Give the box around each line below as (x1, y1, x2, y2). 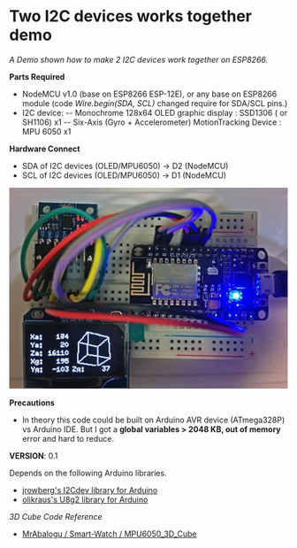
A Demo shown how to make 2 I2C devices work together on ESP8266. (9, 54, 269, 65)
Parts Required (9, 71, 65, 81)
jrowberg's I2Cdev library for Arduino (21, 485, 158, 496)
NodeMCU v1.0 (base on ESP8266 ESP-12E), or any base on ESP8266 (21, 89, 278, 99)
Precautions (9, 397, 56, 408)
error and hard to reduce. (21, 434, 115, 444)
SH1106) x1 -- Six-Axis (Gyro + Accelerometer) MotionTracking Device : (21, 117, 282, 127)
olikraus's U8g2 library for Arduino (21, 494, 148, 506)
